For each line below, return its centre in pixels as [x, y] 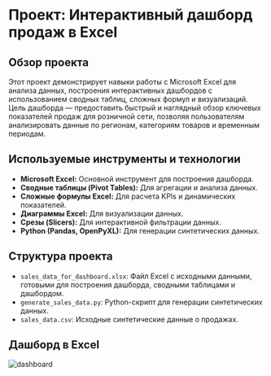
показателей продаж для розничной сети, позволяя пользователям [127, 116]
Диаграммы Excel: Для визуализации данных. [102, 213]
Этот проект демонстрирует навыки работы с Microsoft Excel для [122, 82]
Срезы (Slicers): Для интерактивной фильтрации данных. [120, 222]
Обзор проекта [49, 62]
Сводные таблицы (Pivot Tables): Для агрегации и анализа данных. [139, 187]
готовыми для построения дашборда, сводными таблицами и [128, 284]
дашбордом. [42, 293]
